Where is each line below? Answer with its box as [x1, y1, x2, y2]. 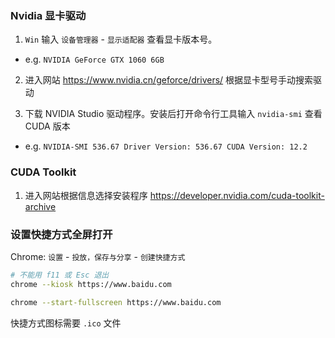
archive [24, 200, 57, 212]
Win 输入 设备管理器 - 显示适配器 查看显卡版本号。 [24, 33, 218, 46]
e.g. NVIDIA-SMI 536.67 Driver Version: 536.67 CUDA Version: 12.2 [24, 140, 308, 152]
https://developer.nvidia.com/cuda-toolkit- [149, 189, 325, 201]
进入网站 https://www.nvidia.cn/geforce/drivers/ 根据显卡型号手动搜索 [24, 74, 314, 86]
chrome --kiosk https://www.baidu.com [10, 279, 172, 289]
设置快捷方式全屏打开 [10, 227, 113, 241]
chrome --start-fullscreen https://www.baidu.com [10, 297, 222, 307]
